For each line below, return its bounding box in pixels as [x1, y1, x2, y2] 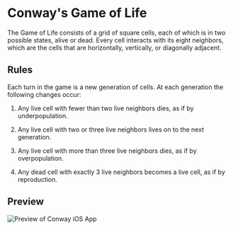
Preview [7, 196, 45, 208]
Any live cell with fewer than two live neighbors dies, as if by [17, 104, 194, 113]
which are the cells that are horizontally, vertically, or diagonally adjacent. [7, 43, 222, 52]
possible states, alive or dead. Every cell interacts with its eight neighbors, [7, 35, 224, 44]
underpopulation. [17, 111, 69, 120]
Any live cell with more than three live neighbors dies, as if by [17, 146, 197, 155]
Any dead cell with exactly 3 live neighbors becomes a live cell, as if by [17, 168, 225, 176]
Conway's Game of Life [7, 5, 147, 21]
